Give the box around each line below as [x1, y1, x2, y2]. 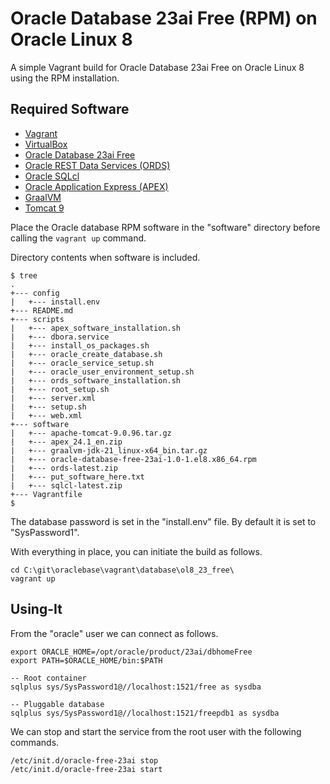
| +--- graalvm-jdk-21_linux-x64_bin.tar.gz [10, 445, 208, 456]
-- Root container [10, 673, 87, 683]
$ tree [10, 270, 38, 281]
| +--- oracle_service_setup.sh [10, 358, 155, 368]
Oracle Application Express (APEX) [24, 180, 169, 192]
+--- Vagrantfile [10, 489, 83, 499]
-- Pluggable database [10, 699, 105, 709]
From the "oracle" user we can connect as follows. [10, 627, 219, 639]
